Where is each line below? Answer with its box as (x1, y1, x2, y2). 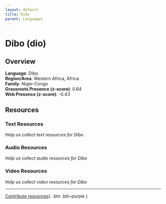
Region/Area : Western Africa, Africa (5, 76, 79, 82)
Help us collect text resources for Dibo (5, 132, 83, 138)
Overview (5, 57, 36, 66)
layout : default (5, 7, 39, 12)
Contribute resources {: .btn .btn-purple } (5, 193, 88, 199)
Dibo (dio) (5, 38, 46, 49)
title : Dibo (5, 12, 30, 17)
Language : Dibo (5, 70, 39, 77)
